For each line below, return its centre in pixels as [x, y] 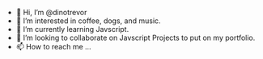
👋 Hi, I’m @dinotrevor [51, 12]
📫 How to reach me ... [53, 47]
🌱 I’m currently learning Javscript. [72, 29]
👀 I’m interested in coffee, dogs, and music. [88, 21]
